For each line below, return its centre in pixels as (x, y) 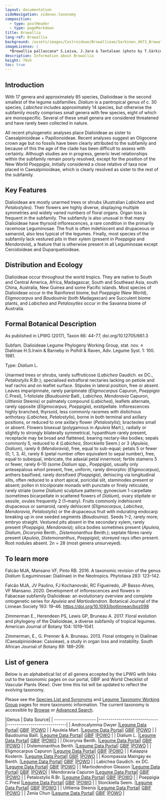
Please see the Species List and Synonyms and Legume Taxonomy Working (82, 699)
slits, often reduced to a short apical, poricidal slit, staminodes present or (80, 480)
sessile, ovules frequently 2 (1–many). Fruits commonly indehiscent (73, 501)
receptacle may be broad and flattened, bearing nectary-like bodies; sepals (82, 438)
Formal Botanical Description (51, 324)
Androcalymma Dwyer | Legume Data (109, 725)
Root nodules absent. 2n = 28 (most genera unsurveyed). (63, 543)
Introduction (25, 85)
